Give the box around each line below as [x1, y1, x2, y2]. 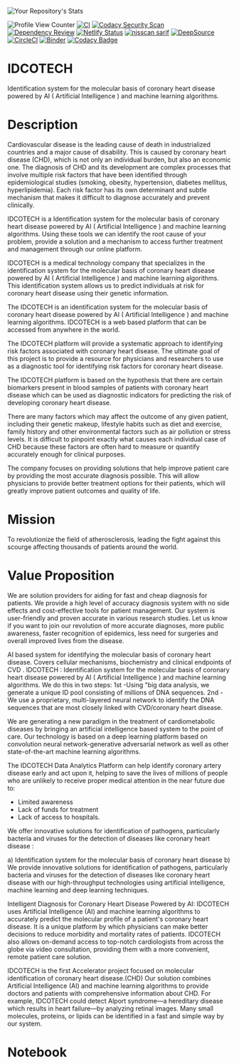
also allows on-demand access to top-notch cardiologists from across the [7, 937, 224, 946]
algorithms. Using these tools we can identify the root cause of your [7, 229, 206, 238]
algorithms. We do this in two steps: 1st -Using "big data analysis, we [7, 680, 210, 689]
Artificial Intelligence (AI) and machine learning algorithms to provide [7, 981, 209, 990]
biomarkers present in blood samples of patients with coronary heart [7, 383, 208, 392]
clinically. [7, 200, 35, 209]
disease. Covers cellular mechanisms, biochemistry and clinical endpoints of [7, 657, 232, 666]
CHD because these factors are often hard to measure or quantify [7, 442, 201, 451]
